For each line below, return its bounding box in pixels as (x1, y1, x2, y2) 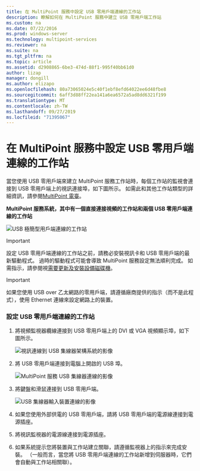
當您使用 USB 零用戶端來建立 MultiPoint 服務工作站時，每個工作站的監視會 (6, 177, 189, 185)
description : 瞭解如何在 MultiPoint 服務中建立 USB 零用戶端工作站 (6, 14, 162, 20)
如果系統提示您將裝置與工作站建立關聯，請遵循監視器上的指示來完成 (14, 444, 182, 451)
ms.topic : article (6, 59, 52, 64)
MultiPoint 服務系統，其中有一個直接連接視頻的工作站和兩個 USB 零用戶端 (6, 205, 187, 213)
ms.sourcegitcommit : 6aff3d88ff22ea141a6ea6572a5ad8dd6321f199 (6, 92, 167, 98)
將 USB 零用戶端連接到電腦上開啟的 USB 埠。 (14, 360, 126, 367)
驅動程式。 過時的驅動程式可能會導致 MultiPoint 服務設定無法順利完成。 (11, 257, 186, 264)
